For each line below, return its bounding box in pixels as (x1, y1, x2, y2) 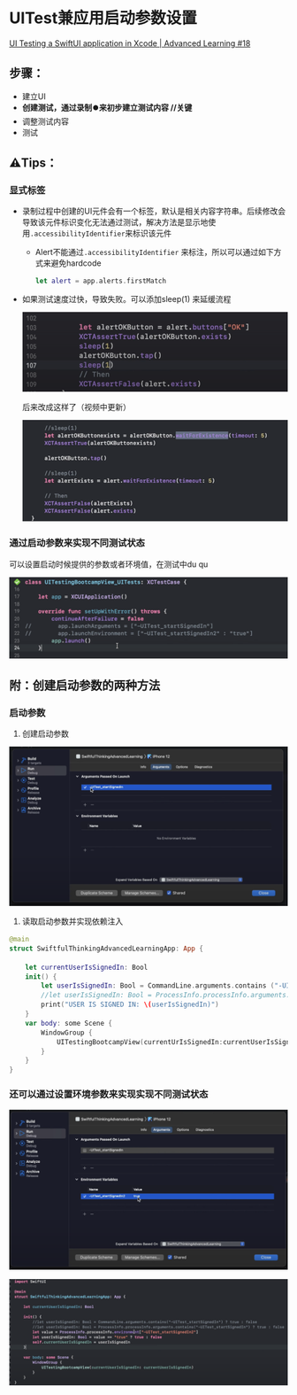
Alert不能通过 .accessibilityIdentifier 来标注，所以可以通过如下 (34, 247, 274, 258)
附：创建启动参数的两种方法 (9, 678, 161, 694)
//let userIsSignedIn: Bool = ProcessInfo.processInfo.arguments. (41, 991, 291, 1000)
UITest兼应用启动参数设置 (9, 8, 197, 28)
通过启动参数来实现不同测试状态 (9, 537, 146, 549)
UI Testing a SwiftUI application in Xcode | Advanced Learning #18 (9, 37, 251, 49)
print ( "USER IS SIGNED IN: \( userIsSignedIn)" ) (41, 1000, 219, 1010)
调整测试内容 (21, 116, 69, 127)
